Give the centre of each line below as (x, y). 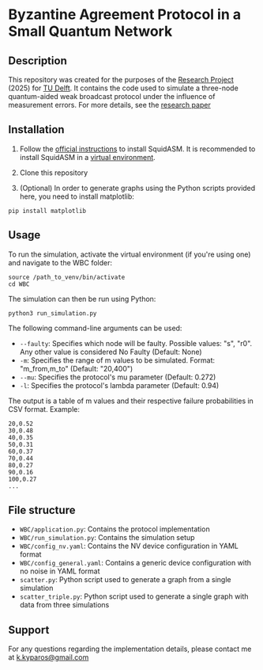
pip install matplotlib (47, 211)
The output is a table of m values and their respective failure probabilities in (131, 401)
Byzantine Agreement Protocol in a (125, 15)
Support (29, 630)
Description (38, 61)
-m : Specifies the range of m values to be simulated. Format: (117, 360)
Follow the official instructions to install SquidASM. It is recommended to (137, 149)
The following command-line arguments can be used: (95, 328)
